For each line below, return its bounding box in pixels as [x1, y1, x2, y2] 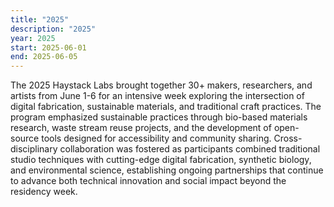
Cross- [273, 132, 303, 145]
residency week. [10, 186, 78, 198]
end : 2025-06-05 [10, 52, 78, 62]
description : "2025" [10, 24, 97, 34]
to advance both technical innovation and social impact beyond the [10, 175, 287, 187]
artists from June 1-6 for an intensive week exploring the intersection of [10, 90, 305, 102]
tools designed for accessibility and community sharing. [41, 132, 272, 145]
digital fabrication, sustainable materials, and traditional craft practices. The [10, 101, 322, 113]
